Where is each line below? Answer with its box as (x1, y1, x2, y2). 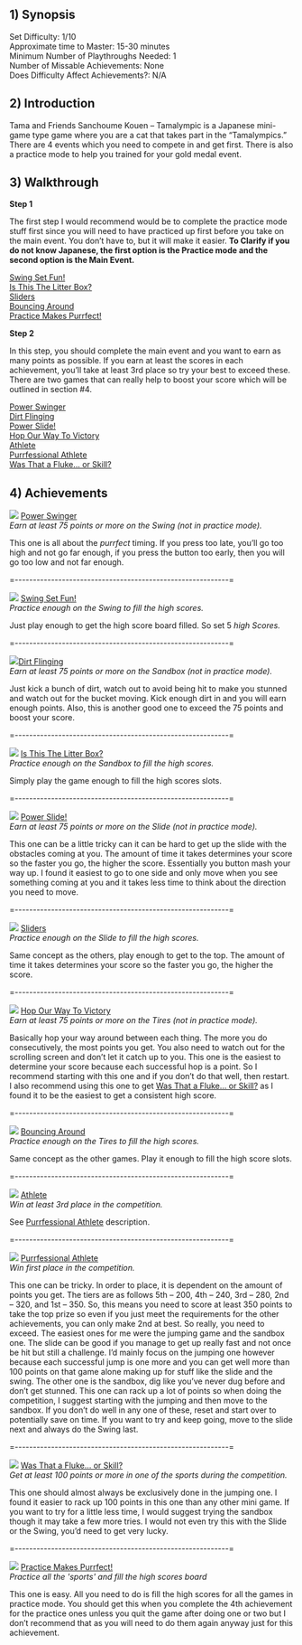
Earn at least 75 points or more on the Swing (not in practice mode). (9, 520, 263, 531)
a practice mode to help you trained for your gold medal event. (9, 148, 242, 159)
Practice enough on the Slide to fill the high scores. (9, 933, 200, 944)
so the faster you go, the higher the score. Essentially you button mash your (9, 858, 291, 869)
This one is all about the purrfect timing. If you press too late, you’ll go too (9, 538, 284, 549)
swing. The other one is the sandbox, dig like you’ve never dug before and (9, 1376, 286, 1386)
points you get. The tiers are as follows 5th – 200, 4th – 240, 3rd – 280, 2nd (9, 1290, 289, 1301)
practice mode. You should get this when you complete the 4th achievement (9, 1599, 293, 1610)
